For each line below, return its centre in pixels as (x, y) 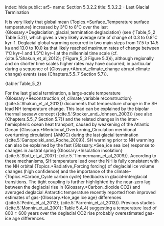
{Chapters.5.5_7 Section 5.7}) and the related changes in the (66, 119)
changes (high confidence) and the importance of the (59, 171)
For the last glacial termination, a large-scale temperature (63, 93)
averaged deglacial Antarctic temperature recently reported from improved (80, 192)
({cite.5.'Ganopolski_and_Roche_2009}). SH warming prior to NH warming (80, 140)
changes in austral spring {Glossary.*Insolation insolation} (64, 150)
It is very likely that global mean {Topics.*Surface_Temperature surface (77, 22)
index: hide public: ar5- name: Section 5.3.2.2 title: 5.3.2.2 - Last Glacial (77, 7)
